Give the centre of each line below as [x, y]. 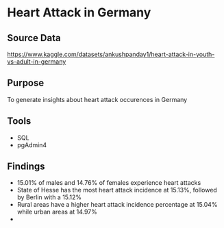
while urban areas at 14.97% [57, 212]
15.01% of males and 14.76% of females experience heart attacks [109, 183]
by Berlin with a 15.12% [49, 197]
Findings [26, 167]
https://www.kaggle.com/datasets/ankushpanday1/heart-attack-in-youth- [111, 54]
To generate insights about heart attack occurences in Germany [97, 99]
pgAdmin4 [32, 144]
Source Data [34, 38]
